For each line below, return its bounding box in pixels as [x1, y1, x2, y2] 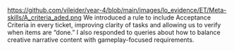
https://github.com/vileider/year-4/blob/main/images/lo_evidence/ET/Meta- [7, 6, 227, 14]
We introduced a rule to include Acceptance [83, 13, 211, 22]
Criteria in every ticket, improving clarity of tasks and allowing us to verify [7, 21, 221, 29]
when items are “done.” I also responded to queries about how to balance [7, 28, 221, 36]
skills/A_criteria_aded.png [7, 13, 82, 22]
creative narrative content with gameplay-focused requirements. [7, 36, 195, 44]
